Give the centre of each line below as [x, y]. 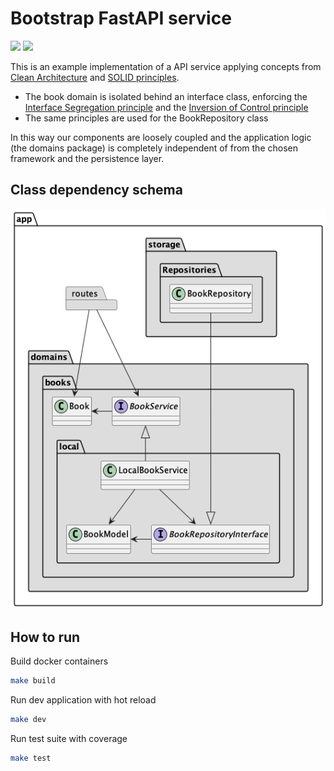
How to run [45, 637]
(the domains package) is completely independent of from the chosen [154, 148]
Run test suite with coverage [69, 738]
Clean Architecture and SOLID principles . [95, 77]
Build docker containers [59, 661]
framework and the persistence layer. [87, 158]
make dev [28, 720]
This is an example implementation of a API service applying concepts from [166, 66]
